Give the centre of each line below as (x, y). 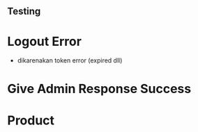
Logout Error (45, 41)
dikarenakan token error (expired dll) (70, 60)
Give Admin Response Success (99, 89)
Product (31, 120)
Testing (24, 11)
